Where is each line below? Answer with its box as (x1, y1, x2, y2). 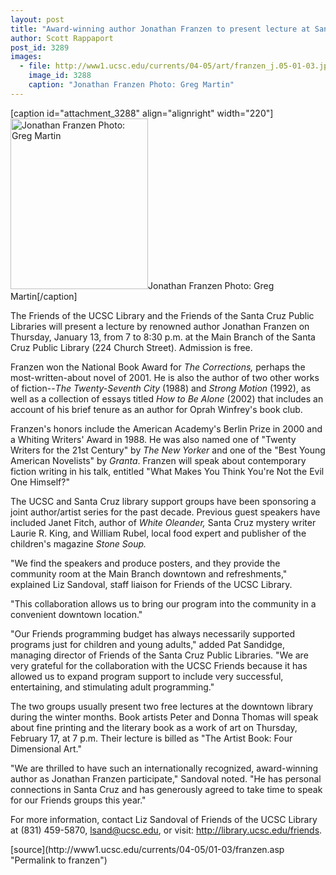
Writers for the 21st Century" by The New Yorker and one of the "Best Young (10, 444, 326, 456)
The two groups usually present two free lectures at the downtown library (10, 700, 314, 712)
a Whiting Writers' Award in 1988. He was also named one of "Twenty (10, 433, 297, 445)
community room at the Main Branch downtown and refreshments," (10, 567, 288, 580)
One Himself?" (10, 476, 70, 488)
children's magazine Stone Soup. (10, 537, 147, 550)
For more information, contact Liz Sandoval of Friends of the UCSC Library (10, 813, 318, 825)
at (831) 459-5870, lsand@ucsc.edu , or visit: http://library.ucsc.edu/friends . (10, 824, 323, 836)
